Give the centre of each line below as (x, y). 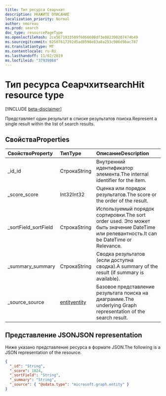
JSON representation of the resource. (43, 352)
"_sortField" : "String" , (35, 375)
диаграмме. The (115, 299)
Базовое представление (125, 287)
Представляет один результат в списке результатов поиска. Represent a (81, 119)
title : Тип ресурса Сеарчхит (35, 10)
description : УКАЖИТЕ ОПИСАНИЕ (37, 14)
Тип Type (71, 153)
